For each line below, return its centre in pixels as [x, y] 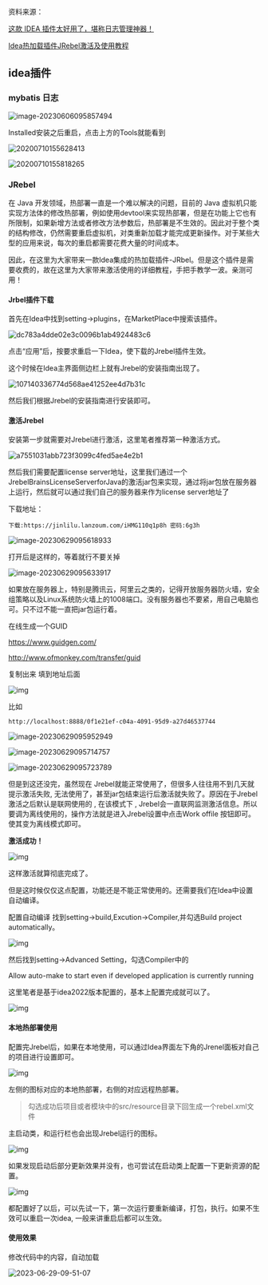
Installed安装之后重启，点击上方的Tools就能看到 [87, 132]
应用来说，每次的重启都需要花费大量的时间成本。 [102, 243]
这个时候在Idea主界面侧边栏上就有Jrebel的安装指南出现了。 [106, 368]
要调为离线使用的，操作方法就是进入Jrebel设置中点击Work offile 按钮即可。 [132, 814]
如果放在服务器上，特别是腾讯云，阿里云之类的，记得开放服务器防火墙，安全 [134, 589]
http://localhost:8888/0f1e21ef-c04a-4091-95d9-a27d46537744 [112, 722]
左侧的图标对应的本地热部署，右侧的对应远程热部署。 [96, 1089]
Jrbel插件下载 [31, 299]
